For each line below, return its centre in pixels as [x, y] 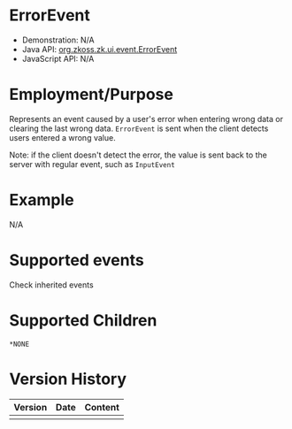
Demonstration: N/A [58, 40]
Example [42, 200]
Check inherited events [52, 285]
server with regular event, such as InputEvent [92, 164]
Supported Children [83, 320]
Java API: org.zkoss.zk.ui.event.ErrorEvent [100, 49]
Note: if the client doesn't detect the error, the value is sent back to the [138, 155]
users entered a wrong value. [63, 137]
